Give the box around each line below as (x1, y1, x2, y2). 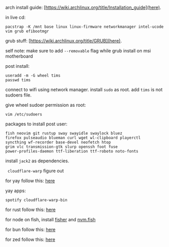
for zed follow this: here (5, 236, 55, 242)
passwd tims (5, 78, 31, 83)
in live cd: (5, 14, 26, 20)
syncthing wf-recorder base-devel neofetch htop (5, 140, 111, 145)
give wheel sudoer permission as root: (5, 102, 86, 108)
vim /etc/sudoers (5, 112, 43, 117)
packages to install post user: (5, 121, 68, 127)
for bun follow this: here (5, 226, 56, 233)
